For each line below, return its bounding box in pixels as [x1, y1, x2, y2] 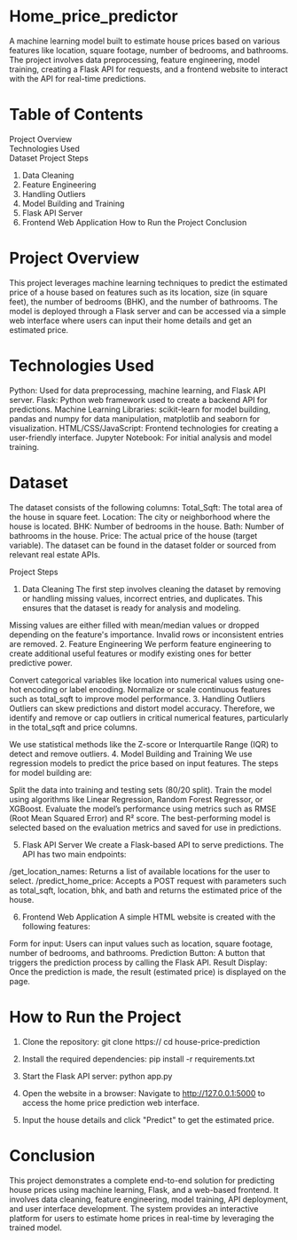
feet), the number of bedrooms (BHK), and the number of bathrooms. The [9, 296, 278, 307]
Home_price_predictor [9, 6, 179, 27]
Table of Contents [9, 105, 144, 125]
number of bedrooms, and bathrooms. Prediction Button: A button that [9, 947, 266, 958]
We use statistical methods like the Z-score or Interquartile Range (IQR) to [9, 738, 279, 749]
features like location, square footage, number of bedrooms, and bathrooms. [9, 44, 289, 55]
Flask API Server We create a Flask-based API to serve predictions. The [21, 839, 284, 849]
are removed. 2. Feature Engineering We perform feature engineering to [9, 638, 272, 649]
